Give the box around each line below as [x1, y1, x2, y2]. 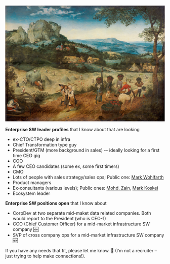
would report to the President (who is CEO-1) [12, 215, 106, 221]
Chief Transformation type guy [12, 141, 77, 148]
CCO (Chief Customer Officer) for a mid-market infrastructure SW [12, 221, 150, 227]
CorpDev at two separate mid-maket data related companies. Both [12, 210, 151, 216]
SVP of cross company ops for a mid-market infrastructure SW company [12, 232, 164, 238]
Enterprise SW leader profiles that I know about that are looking [5, 126, 140, 132]
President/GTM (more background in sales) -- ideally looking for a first [12, 147, 160, 153]
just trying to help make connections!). [5, 253, 86, 259]
